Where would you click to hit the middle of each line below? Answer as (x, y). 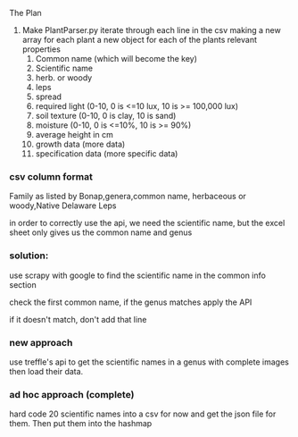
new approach (41, 342)
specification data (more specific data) (107, 154)
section (23, 284)
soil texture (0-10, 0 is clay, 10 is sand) (106, 116)
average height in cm (74, 134)
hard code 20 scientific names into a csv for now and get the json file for (143, 414)
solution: (29, 256)
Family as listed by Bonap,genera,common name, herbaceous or (128, 197)
